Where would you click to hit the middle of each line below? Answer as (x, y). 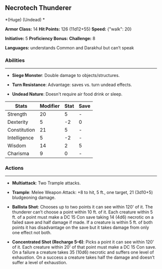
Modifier (50, 106)
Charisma (18, 153)
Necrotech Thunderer (38, 8)
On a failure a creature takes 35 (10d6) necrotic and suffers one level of (83, 252)
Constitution (21, 130)
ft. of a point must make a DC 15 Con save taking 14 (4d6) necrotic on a (83, 217)
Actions (14, 168)
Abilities (15, 60)
